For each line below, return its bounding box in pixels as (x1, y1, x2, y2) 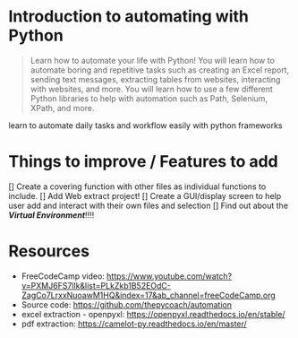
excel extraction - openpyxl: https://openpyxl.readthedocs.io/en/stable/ (21, 308, 285, 319)
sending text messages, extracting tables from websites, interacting (30, 74, 281, 84)
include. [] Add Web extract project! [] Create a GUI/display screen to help (8, 190, 282, 201)
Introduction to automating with (8, 6, 250, 27)
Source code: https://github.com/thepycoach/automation (21, 299, 232, 310)
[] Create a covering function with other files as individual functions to (8, 181, 267, 192)
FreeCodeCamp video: (21, 271, 105, 282)
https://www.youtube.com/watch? (106, 271, 233, 282)
